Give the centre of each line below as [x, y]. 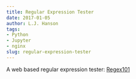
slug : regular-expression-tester [49, 52]
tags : [13, 29]
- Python [17, 35]
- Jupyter [19, 40]
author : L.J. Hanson [33, 23]
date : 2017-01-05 [28, 18]
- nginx [16, 47]
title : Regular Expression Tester [50, 12]
